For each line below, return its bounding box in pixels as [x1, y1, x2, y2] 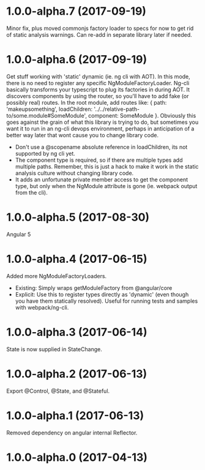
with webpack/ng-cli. [15, 303, 69, 311]
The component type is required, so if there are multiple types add [15, 156, 183, 164]
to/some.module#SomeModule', [6, 112, 88, 119]
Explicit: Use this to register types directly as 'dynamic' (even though [15, 290, 189, 298]
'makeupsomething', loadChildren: [6, 105, 93, 113]
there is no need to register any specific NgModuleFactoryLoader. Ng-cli [6, 79, 190, 86]
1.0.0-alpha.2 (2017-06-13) [6, 366, 147, 381]
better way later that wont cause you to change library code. [6, 131, 159, 138]
